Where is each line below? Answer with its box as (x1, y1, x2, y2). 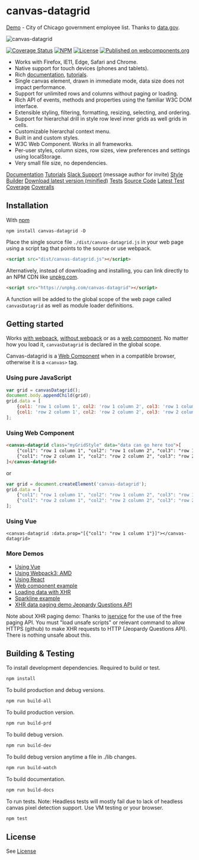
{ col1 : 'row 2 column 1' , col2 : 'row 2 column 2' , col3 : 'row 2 (17, 409, 179, 415)
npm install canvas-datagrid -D (6, 227, 86, 234)
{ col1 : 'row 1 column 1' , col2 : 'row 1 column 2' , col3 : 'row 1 (17, 404, 179, 410)
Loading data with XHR (14, 588, 71, 595)
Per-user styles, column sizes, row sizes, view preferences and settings (14, 147, 191, 154)
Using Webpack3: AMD (14, 569, 72, 577)
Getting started (6, 319, 64, 329)
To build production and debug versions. (6, 687, 105, 694)
